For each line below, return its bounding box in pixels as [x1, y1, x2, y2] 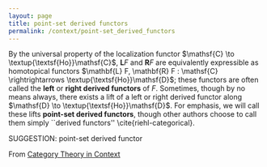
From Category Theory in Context [8, 149, 121, 159]
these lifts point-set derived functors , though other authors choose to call [8, 109, 257, 119]
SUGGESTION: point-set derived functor [8, 134, 143, 143]
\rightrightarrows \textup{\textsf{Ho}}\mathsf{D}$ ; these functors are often [8, 75, 259, 85]
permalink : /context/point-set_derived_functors [8, 27, 176, 35]
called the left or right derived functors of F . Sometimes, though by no [8, 83, 245, 93]
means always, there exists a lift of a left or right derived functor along [8, 92, 243, 102]
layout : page [8, 11, 53, 20]
